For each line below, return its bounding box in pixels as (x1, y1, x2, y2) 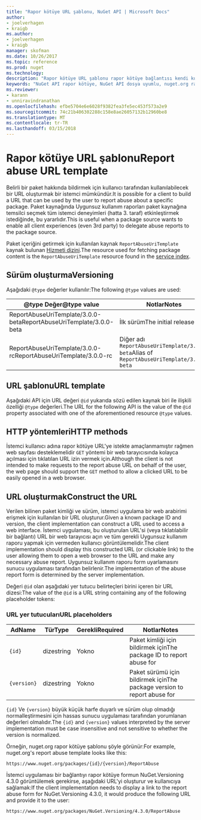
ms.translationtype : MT (6, 114, 66, 120)
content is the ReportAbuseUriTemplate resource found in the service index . (6, 253, 191, 260)
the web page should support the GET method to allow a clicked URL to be (6, 468, 188, 475)
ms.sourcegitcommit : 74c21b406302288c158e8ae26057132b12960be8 (6, 109, 167, 115)
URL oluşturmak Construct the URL (6, 491, 138, 502)
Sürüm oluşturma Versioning (6, 270, 114, 280)
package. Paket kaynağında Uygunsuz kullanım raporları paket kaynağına (6, 203, 187, 210)
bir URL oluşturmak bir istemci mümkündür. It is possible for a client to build (6, 190, 191, 198)
